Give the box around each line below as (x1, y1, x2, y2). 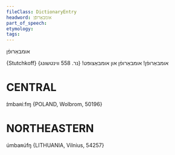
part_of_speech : (6, 20, 47, 26)
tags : (6, 31, 20, 37)
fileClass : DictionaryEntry (6, 8, 77, 15)
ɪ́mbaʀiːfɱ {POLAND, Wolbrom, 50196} (6, 101, 103, 108)
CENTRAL (6, 81, 57, 94)
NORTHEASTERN (6, 122, 94, 136)
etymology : (6, 25, 34, 32)
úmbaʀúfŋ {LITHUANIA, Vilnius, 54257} (6, 142, 104, 148)
